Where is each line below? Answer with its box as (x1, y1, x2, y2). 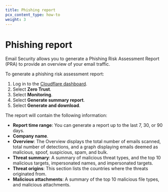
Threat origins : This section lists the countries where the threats (12, 166, 149, 172)
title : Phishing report (5, 7, 56, 13)
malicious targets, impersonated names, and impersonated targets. (12, 160, 154, 166)
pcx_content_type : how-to (5, 12, 60, 17)
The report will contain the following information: (5, 113, 107, 119)
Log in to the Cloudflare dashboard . (12, 81, 88, 87)
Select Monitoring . (12, 92, 52, 98)
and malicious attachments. (12, 182, 71, 188)
